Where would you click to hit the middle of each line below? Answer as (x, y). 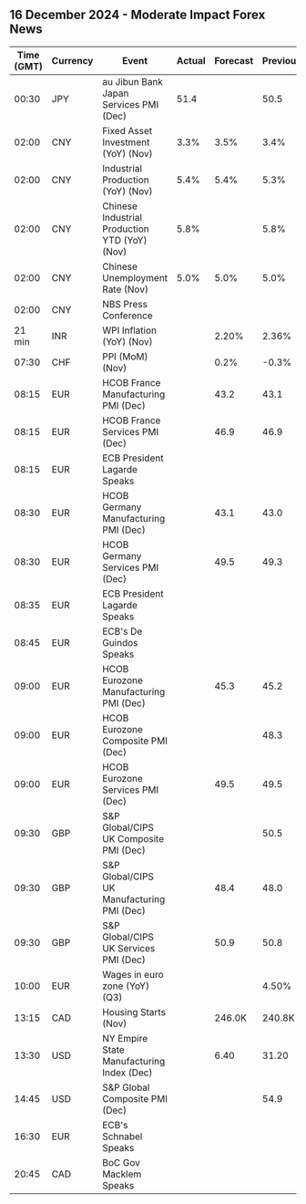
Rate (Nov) (125, 289)
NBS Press (125, 304)
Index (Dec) (127, 1073)
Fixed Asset (127, 130)
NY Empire (125, 1038)
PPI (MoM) (125, 357)
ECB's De (122, 631)
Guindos (120, 642)
